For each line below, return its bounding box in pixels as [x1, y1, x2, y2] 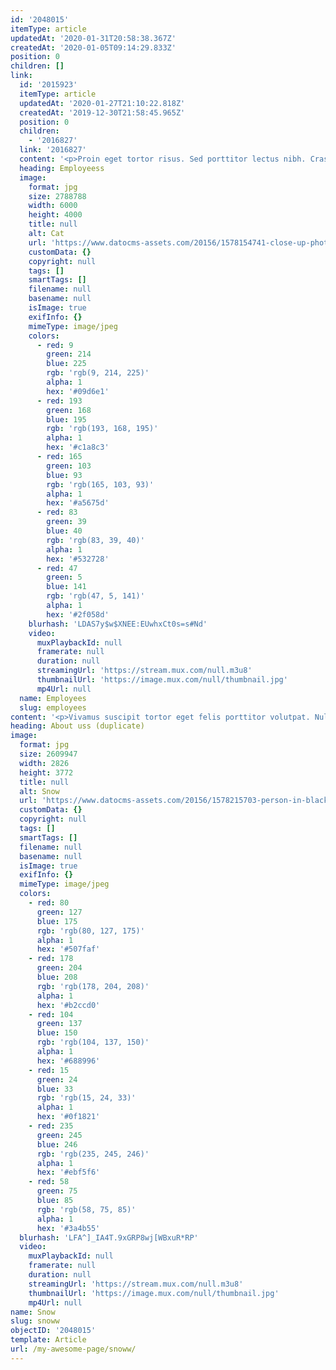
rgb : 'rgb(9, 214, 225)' [46, 368, 150, 378]
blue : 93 [46, 470, 83, 480]
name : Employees [19, 693, 87, 703]
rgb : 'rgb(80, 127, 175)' [36, 926, 145, 936]
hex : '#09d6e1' [46, 386, 110, 396]
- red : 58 [28, 1177, 70, 1187]
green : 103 [46, 461, 92, 471]
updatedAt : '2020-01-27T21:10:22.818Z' [19, 98, 186, 108]
